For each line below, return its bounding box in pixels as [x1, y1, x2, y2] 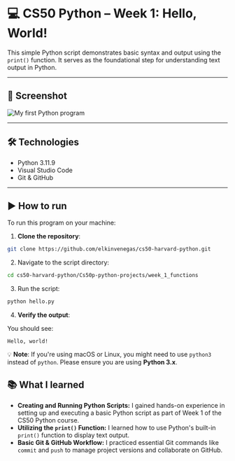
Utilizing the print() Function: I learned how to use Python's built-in [17, 423, 216, 432]
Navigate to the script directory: [17, 258, 110, 267]
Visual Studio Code [17, 166, 73, 174]
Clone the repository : [17, 232, 81, 241]
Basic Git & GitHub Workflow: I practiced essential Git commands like [17, 438, 219, 446]
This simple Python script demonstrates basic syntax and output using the [7, 48, 222, 57]
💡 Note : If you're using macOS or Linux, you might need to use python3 [7, 350, 212, 358]
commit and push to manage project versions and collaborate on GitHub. [17, 446, 223, 454]
